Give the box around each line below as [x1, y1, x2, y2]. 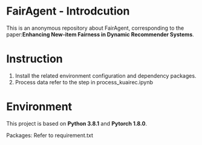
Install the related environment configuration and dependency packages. [15, 72, 197, 79]
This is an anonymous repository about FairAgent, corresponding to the [6, 24, 184, 32]
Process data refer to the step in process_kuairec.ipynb [15, 78, 153, 86]
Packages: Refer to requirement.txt [6, 132, 94, 139]
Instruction [6, 52, 63, 66]
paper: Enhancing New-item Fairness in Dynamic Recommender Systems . [6, 30, 195, 38]
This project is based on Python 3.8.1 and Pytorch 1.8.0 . [6, 120, 148, 127]
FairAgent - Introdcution [6, 4, 130, 18]
